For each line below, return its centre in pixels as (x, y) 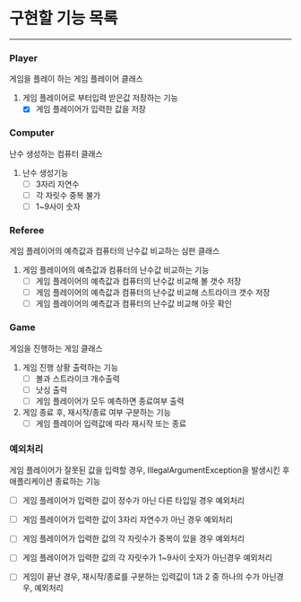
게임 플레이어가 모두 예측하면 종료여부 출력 (110, 401)
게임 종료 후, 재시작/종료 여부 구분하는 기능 (97, 412)
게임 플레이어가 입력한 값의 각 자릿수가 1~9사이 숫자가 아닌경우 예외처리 (147, 558)
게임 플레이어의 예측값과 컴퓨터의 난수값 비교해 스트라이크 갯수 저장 (153, 292)
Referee (27, 230)
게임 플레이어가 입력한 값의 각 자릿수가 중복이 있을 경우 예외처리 (133, 538)
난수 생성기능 (45, 172)
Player (24, 57)
